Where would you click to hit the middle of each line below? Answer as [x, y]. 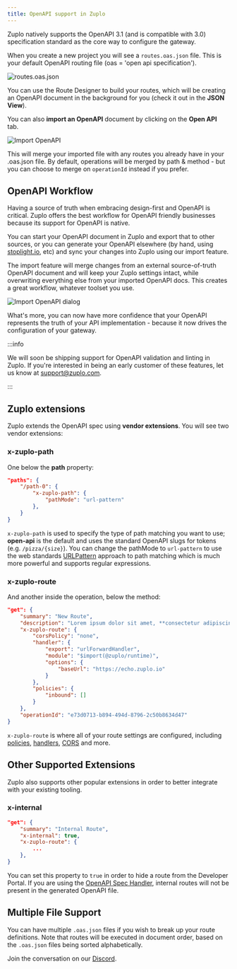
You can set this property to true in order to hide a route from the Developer [118, 875]
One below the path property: [50, 467]
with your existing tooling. [45, 789]
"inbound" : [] [66, 695]
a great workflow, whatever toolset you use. [71, 288]
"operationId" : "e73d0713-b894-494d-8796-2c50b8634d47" [104, 715]
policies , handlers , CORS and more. [59, 743]
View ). [17, 105]
